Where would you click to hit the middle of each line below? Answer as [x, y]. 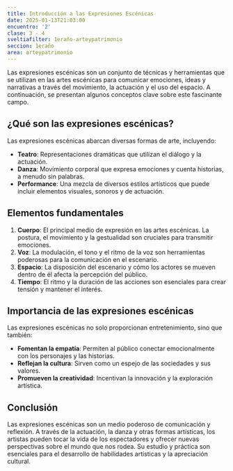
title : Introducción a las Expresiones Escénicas [81, 14]
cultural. [19, 461]
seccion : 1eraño [31, 46]
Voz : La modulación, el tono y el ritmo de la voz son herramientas [111, 252]
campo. [18, 102]
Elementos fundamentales [65, 213]
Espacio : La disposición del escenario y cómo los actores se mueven [116, 267]
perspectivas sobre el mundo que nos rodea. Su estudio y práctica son [109, 447]
